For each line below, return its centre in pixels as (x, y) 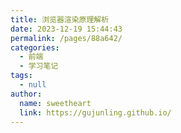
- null (33, 85)
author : (26, 94)
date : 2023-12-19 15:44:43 (66, 29)
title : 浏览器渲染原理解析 (60, 19)
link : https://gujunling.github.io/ (95, 112)
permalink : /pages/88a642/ (66, 38)
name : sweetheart (55, 103)
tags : (21, 76)
